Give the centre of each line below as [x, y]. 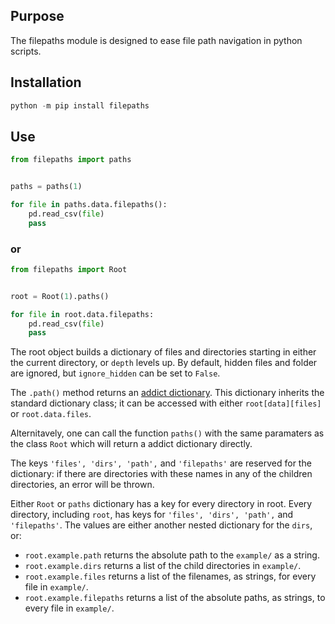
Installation [46, 82]
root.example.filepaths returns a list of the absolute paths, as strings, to [175, 598]
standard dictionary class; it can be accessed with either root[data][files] [166, 403]
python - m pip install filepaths [80, 105]
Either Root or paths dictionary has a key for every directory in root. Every [161, 504]
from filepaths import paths [71, 160]
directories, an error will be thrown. [82, 485]
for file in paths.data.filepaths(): [89, 205]
